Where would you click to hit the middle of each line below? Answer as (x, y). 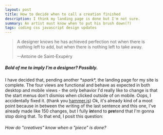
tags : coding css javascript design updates (51, 28)
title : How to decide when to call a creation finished (63, 14)
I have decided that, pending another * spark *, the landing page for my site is (82, 80)
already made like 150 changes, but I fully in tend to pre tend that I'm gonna (80, 111)
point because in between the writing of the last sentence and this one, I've (81, 106)
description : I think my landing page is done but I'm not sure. (72, 19)
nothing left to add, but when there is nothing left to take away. (80, 47)
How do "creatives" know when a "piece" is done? (56, 127)
